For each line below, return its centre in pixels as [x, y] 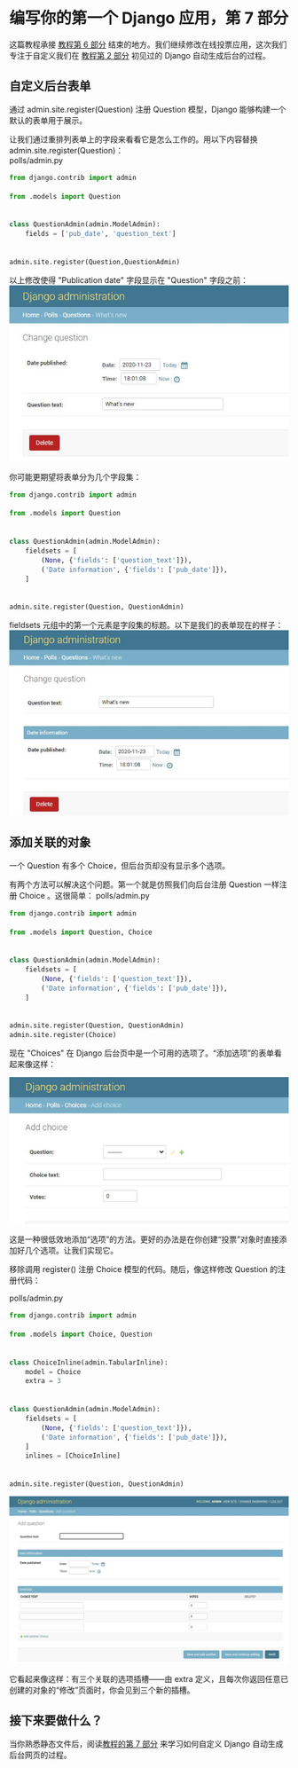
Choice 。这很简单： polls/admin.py [85, 895]
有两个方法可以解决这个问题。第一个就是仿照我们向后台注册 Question [136, 884]
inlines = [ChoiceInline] [73, 1456]
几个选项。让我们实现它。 [71, 1251]
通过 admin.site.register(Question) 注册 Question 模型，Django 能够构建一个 [148, 109]
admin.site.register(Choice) [63, 1035]
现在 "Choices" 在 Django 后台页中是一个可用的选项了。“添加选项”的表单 [142, 1053]
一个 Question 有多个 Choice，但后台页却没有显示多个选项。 [120, 865]
